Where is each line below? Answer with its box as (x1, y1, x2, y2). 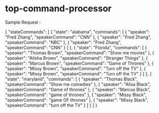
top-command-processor (5, 3, 112, 14)
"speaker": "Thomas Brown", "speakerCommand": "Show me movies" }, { (5, 50, 155, 56)
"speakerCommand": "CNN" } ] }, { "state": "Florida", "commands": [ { (5, 44, 147, 50)
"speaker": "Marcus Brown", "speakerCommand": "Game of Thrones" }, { (5, 60, 154, 66)
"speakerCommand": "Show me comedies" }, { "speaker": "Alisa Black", (5, 81, 151, 87)
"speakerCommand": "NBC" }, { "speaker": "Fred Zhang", (5, 39, 122, 45)
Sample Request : (5, 19, 41, 25)
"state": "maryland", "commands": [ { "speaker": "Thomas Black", (5, 76, 138, 82)
